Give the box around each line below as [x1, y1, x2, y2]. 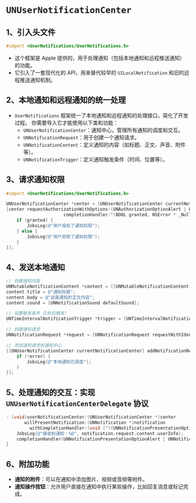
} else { [16, 228, 38, 234]
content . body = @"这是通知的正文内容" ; [6, 295, 95, 300]
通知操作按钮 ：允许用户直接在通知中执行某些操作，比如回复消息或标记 [14, 483, 184, 490]
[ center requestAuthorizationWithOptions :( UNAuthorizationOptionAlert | [6, 207, 187, 213]
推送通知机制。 [19, 76, 56, 83]
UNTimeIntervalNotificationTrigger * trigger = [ [6, 316, 127, 322]
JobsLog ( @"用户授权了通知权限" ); [27, 223, 100, 228]
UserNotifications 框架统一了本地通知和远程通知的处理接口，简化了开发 [14, 112, 188, 119]
